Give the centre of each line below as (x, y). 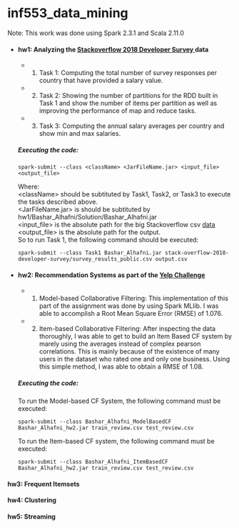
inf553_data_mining (68, 13)
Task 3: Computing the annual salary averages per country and (132, 126)
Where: (29, 186)
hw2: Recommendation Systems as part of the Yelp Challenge (111, 275)
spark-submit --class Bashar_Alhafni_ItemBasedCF (93, 462)
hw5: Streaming (31, 517)
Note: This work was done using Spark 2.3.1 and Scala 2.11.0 (96, 33)
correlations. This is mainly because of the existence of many (129, 352)
